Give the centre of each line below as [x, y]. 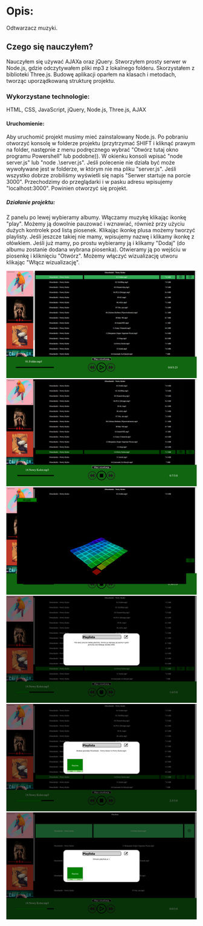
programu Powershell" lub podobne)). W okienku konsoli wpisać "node [95, 156]
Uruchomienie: [25, 123]
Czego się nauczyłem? [50, 47]
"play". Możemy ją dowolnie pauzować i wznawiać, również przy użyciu [96, 224]
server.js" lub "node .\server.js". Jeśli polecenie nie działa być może [91, 163]
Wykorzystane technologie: [48, 96]
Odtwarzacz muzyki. [32, 28]
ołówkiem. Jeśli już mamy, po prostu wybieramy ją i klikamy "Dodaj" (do [96, 243]
